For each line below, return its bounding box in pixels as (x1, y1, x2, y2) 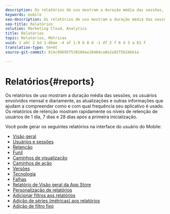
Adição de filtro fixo (12, 203, 54, 209)
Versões (12, 166, 30, 172)
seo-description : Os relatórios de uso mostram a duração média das (5, 17, 153, 22)
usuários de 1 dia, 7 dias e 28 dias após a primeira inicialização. (5, 114, 138, 120)
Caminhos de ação (12, 160, 52, 167)
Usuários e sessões (12, 139, 54, 145)
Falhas (12, 176, 27, 182)
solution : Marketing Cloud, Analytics (5, 26, 87, 31)
